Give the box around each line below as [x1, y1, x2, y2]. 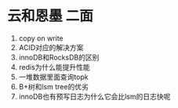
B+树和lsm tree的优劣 [18, 81, 89, 91]
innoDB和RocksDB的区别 [18, 52, 100, 62]
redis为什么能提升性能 [18, 62, 91, 71]
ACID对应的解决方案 [18, 42, 84, 52]
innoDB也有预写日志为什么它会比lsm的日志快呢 [18, 92, 171, 101]
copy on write [18, 33, 64, 43]
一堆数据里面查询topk [18, 72, 89, 81]
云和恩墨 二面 [7, 7, 93, 25]
